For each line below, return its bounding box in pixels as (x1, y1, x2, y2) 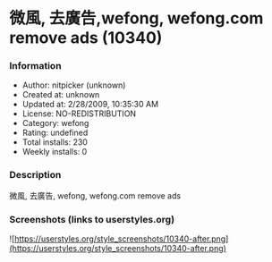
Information (9, 60, 62, 72)
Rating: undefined (21, 127, 89, 139)
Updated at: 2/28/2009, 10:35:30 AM (21, 99, 159, 110)
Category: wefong (21, 118, 89, 129)
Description (9, 169, 62, 182)
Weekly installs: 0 (21, 147, 88, 157)
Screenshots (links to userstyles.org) (9, 213, 175, 225)
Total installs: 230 (21, 137, 88, 148)
